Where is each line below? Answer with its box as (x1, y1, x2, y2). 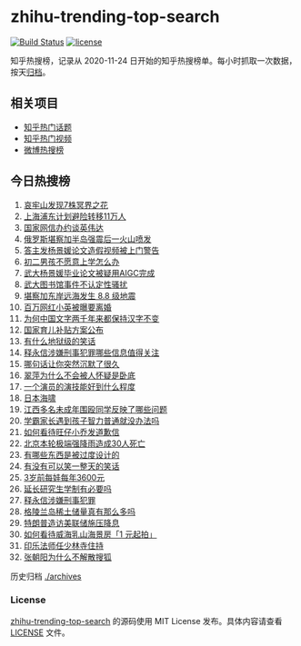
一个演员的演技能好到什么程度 (23, 381, 135, 392)
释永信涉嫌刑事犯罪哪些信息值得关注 (23, 347, 160, 358)
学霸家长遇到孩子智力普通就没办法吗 (23, 415, 160, 426)
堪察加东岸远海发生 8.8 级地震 (23, 290, 136, 301)
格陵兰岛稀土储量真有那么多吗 (23, 506, 135, 517)
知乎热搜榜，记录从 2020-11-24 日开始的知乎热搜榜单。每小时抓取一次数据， (10, 55, 297, 65)
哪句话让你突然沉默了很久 (23, 358, 120, 369)
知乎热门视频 (23, 133, 72, 144)
